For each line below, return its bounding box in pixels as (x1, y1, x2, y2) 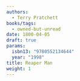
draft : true (6, 37, 36, 43)
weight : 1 (6, 65, 32, 72)
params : (6, 43, 26, 49)
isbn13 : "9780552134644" (12, 49, 75, 55)
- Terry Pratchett (12, 15, 59, 21)
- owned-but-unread (12, 26, 61, 32)
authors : (6, 9, 28, 15)
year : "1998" (12, 54, 45, 60)
